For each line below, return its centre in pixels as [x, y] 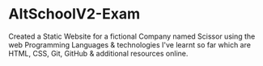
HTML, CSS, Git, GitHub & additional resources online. [98, 53]
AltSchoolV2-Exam [74, 14]
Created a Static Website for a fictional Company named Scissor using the [132, 36]
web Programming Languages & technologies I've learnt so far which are [129, 44]
